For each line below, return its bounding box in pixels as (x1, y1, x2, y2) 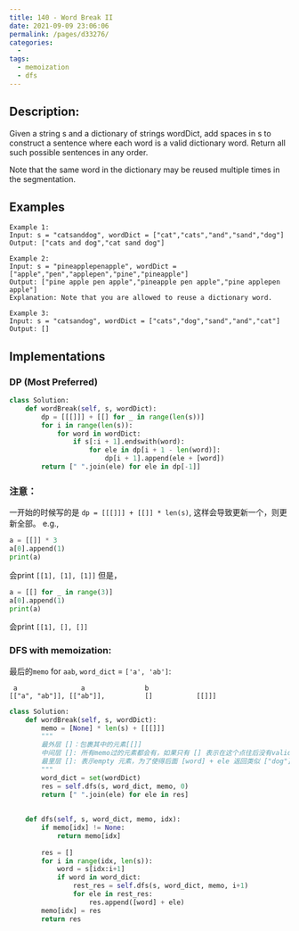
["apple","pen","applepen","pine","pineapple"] (9, 270, 190, 279)
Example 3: (9, 309, 50, 318)
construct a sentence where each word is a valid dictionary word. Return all (9, 137, 287, 148)
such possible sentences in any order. (9, 146, 149, 157)
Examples (9, 199, 65, 214)
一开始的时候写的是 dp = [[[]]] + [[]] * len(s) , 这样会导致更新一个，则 (9, 507, 280, 518)
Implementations (9, 349, 106, 364)
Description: (9, 104, 80, 120)
